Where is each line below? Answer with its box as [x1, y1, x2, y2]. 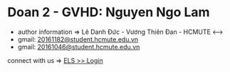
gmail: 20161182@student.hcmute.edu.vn [17, 35, 139, 43]
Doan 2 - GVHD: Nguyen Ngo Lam [7, 4, 210, 20]
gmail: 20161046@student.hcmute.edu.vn [17, 42, 140, 51]
